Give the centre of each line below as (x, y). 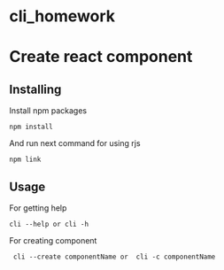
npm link (25, 160)
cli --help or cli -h (49, 224)
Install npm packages (48, 111)
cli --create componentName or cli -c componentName (114, 257)
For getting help (38, 208)
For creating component (53, 240)
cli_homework (62, 16)
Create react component (101, 57)
